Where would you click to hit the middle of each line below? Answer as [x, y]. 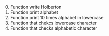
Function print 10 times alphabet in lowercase [57, 18]
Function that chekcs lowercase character [53, 23]
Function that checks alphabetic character [54, 28]
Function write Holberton [36, 7]
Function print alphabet [34, 12]
